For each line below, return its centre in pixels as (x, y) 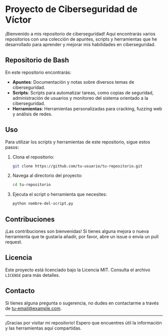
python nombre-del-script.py (43, 204)
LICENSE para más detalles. (32, 275)
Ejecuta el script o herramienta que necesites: (60, 195)
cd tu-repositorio (31, 185)
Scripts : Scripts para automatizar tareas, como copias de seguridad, (83, 93)
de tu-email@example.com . (33, 308)
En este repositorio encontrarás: (38, 72)
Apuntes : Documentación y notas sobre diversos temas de (73, 82)
